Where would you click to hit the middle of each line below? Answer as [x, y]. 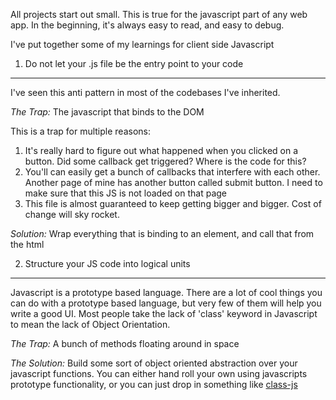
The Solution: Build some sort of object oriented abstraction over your [154, 363]
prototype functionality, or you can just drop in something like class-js [154, 384]
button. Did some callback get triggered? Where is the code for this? [165, 161]
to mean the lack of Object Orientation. [90, 324]
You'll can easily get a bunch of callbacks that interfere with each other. [172, 172]
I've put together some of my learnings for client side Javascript [142, 44]
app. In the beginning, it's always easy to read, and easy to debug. [147, 25]
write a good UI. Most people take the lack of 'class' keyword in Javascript [164, 313]
